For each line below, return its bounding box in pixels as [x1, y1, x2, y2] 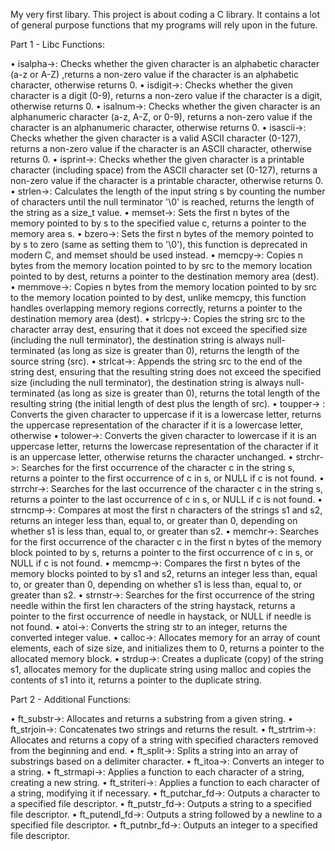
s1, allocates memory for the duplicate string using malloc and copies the [10, 664, 312, 675]
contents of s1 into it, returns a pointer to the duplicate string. [10, 674, 262, 686]
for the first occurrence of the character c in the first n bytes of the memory [10, 536, 323, 548]
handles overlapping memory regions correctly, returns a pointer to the [10, 302, 303, 314]
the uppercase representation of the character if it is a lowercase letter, [10, 419, 304, 431]
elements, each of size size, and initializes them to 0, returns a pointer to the [10, 642, 325, 654]
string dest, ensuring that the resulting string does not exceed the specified [10, 366, 322, 378]
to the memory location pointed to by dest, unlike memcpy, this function [10, 292, 307, 303]
